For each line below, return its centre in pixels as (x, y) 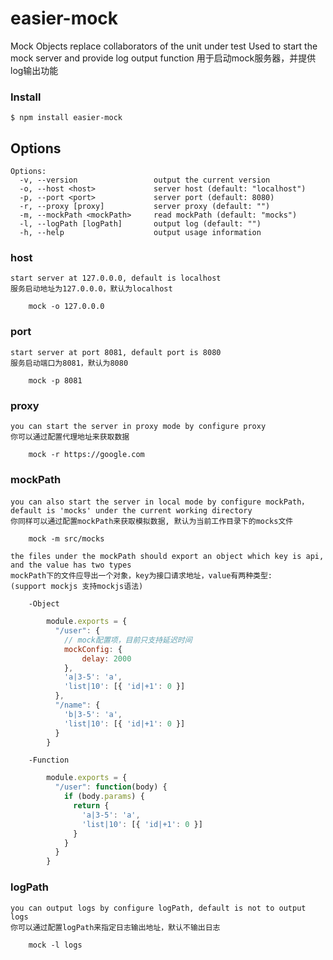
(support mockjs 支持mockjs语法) (77, 587)
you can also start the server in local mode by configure (136, 502)
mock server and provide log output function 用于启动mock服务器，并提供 (163, 58)
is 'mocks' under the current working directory (149, 511)
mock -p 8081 (55, 380)
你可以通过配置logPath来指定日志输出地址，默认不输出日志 (115, 927)
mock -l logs (55, 945)
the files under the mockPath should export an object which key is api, (167, 557)
